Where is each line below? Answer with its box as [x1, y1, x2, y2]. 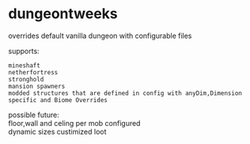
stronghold [8, 75, 44, 83]
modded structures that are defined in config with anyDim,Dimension [8, 89, 243, 97]
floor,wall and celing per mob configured [8, 118, 141, 127]
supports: [8, 46, 40, 55]
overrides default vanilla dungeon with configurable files [8, 31, 192, 40]
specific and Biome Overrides [8, 96, 108, 104]
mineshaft [8, 61, 41, 70]
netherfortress [8, 68, 59, 76]
